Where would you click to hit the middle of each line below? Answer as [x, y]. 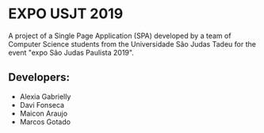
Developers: [39, 77]
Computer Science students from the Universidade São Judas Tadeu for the [132, 44]
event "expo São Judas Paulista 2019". [71, 52]
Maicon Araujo [44, 113]
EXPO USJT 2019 [66, 14]
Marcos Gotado [45, 122]
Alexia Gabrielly [45, 97]
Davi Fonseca [42, 104]
